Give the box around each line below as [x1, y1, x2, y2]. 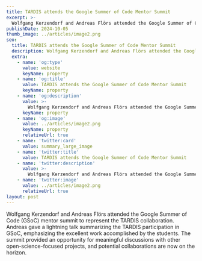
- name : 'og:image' [17, 115, 66, 121]
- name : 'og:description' [17, 93, 82, 99]
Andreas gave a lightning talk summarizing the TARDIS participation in [6, 223, 180, 230]
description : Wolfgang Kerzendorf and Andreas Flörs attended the [11, 48, 182, 54]
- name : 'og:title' [17, 76, 66, 82]
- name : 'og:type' [17, 59, 63, 65]
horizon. [6, 248, 27, 256]
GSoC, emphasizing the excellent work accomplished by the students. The [6, 230, 191, 237]
